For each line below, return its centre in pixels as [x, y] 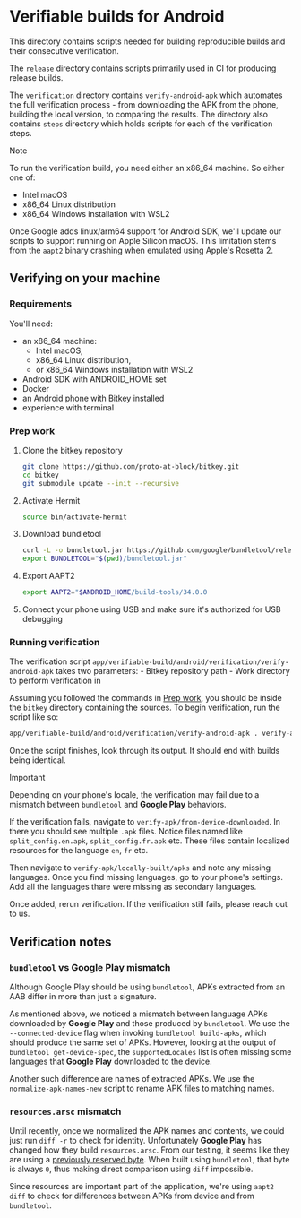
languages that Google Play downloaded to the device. [111, 1061]
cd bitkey [41, 475]
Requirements [41, 304]
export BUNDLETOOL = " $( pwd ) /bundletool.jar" [105, 559]
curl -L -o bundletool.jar [73, 550]
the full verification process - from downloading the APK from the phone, [144, 104]
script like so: [34, 717]
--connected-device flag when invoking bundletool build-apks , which [138, 1032]
